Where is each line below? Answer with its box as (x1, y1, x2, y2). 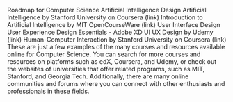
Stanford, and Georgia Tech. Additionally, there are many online (7, 72, 189, 80)
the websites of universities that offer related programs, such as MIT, (7, 65, 205, 73)
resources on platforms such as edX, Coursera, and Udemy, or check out (7, 58, 217, 65)
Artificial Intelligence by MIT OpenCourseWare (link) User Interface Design (7, 21, 220, 28)
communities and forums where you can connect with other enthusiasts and (7, 80, 225, 87)
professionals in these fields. (7, 87, 90, 95)
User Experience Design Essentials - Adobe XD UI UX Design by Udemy (7, 28, 214, 36)
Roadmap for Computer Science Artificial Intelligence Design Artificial (7, 6, 207, 14)
